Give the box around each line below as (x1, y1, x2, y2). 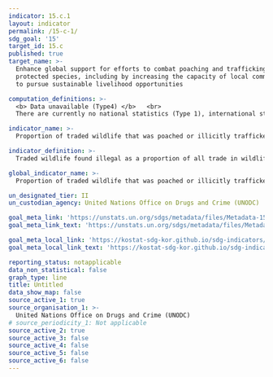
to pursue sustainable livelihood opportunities (15, 80, 184, 88)
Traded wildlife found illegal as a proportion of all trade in (15, 154, 238, 163)
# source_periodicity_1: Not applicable (8, 318, 148, 327)
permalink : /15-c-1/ (8, 27, 79, 35)
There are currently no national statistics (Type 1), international (15, 110, 256, 118)
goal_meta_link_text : (8, 221, 82, 230)
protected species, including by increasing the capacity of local (15, 72, 249, 81)
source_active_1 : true (8, 296, 85, 305)
